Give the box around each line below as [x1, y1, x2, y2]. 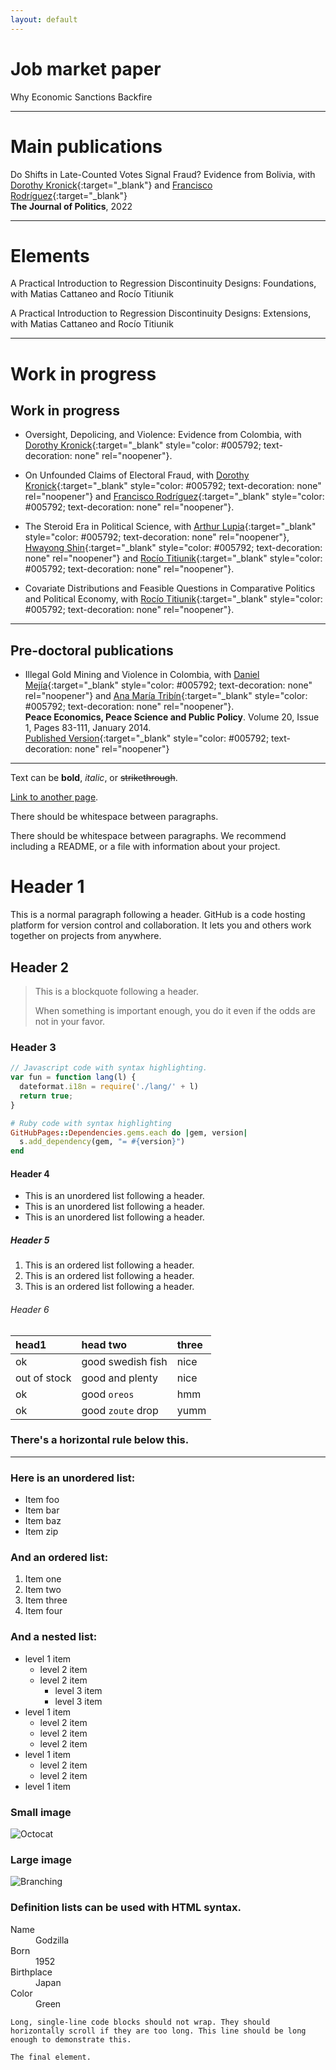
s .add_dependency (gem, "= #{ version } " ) [19, 1137, 186, 1147]
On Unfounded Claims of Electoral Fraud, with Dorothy [24, 469, 250, 481]
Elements [10, 244, 90, 267]
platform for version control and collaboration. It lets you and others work [10, 919, 312, 931]
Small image [10, 1805, 72, 1819]
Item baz [24, 1515, 62, 1527]
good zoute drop [81, 1403, 159, 1417]
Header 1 [10, 876, 85, 898]
